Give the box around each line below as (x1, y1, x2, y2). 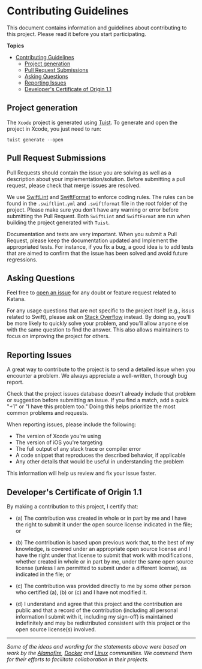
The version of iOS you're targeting (15, 439, 102, 446)
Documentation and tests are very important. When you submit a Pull (7, 230, 177, 237)
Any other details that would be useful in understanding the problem (15, 458, 185, 465)
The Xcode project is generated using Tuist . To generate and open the (7, 119, 177, 126)
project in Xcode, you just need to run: (7, 125, 101, 132)
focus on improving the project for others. (7, 333, 110, 340)
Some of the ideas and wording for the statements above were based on (7, 643, 186, 650)
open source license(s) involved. (15, 626, 97, 633)
